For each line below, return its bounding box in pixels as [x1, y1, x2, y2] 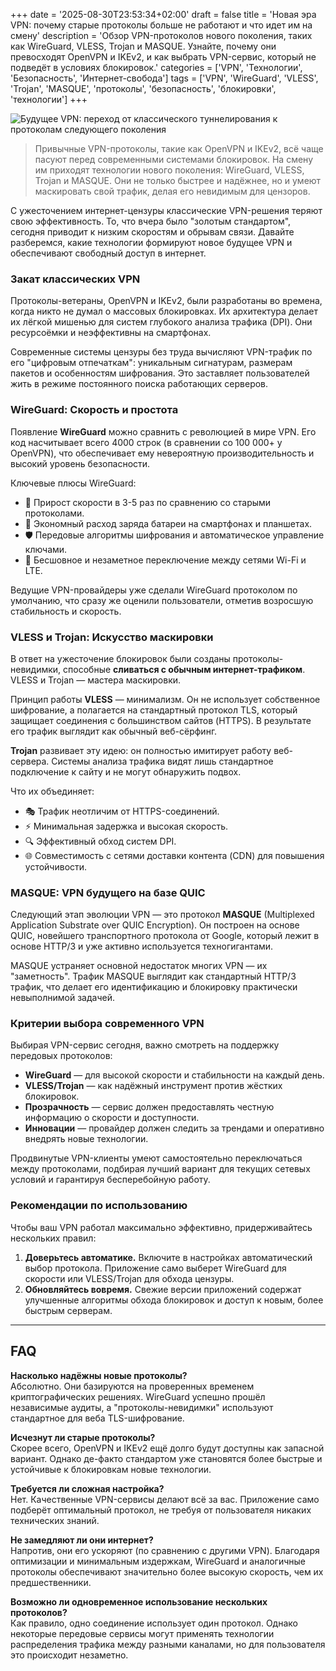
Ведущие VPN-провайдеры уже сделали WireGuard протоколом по [10, 584, 298, 596]
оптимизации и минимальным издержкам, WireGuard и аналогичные [10, 1555, 306, 1567]
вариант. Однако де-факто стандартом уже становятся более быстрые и [10, 1452, 323, 1464]
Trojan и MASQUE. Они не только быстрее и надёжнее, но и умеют [34, 175, 322, 186]
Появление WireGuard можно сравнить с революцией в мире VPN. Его [10, 425, 317, 438]
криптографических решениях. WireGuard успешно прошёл [10, 1390, 266, 1403]
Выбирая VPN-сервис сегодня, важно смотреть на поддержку [10, 1039, 280, 1051]
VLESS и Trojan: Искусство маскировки [10, 630, 214, 644]
